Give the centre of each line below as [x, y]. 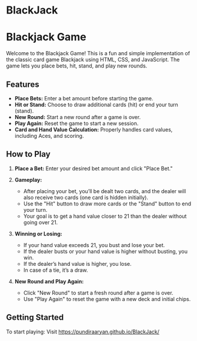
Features [23, 84]
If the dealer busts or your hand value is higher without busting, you [106, 251]
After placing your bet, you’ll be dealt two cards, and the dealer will [105, 191]
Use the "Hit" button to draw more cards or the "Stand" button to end [107, 204]
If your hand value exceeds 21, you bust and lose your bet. [94, 245]
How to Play [29, 154]
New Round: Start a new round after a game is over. [78, 117]
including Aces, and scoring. [49, 136]
